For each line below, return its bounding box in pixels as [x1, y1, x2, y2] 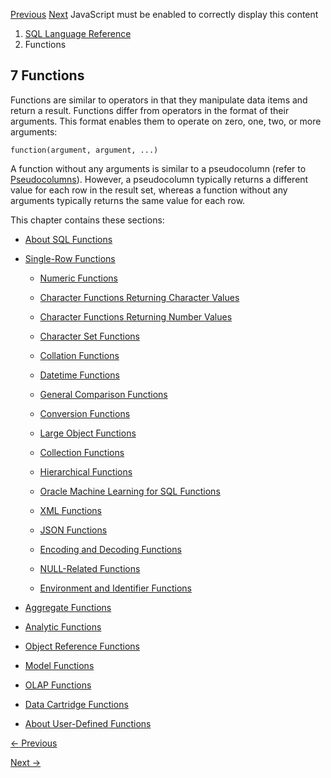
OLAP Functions [24, 679, 92, 691]
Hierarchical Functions [39, 465, 133, 478]
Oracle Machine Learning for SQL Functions [39, 485, 221, 497]
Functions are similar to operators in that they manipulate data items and [10, 94, 308, 106]
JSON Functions [39, 524, 108, 536]
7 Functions [10, 67, 85, 84]
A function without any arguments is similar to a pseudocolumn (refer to [10, 162, 307, 174]
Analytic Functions [24, 620, 102, 633]
